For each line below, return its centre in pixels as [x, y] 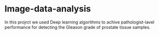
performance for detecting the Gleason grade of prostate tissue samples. [78, 27]
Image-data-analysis [48, 9]
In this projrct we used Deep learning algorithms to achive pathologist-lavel [79, 22]
